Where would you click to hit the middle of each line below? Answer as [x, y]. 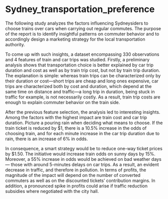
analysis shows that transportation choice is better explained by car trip [79, 65]
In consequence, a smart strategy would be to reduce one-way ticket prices [84, 148]
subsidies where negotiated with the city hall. [52, 191]
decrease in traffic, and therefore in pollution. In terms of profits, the [76, 170]
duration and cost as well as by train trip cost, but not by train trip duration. [83, 70]
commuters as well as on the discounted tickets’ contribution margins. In [80, 180]
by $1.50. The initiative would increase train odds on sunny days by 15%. [80, 154]
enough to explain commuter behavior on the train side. [63, 102]
